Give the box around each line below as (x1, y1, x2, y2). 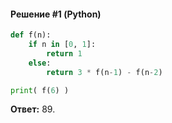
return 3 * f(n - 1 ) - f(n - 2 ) (46, 67, 163, 77)
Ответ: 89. (10, 103, 56, 115)
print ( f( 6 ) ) (10, 85, 70, 95)
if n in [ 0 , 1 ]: (28, 40, 97, 50)
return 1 (46, 48, 83, 59)
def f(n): (10, 30, 52, 40)
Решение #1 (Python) (10, 8, 102, 20)
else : (28, 58, 52, 68)
